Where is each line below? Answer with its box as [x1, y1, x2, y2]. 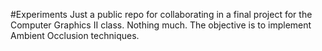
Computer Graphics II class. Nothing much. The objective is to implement [10, 19, 312, 31]
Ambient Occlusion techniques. [10, 30, 140, 41]
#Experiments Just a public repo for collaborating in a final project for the [10, 9, 313, 20]
